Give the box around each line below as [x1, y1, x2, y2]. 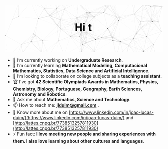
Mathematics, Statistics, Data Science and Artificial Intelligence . [12, 68, 150, 74]
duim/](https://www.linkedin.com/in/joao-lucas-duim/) [12, 115, 125, 121]
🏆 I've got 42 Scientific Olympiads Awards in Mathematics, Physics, [12, 79, 159, 85]
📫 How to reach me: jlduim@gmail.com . [12, 102, 99, 108]
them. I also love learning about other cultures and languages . [12, 138, 144, 144]
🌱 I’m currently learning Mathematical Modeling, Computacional [12, 63, 147, 69]
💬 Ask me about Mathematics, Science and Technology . [12, 97, 131, 103]
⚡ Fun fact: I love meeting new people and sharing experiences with [12, 131, 156, 137]
